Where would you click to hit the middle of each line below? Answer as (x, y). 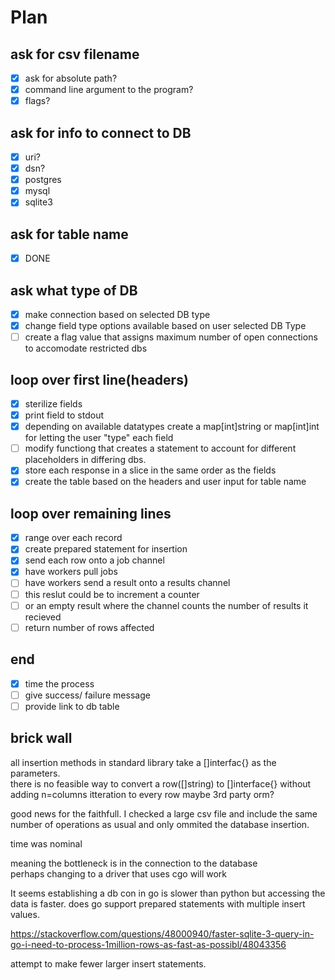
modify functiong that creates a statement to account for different (160, 448)
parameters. (35, 773)
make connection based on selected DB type (117, 314)
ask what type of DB (74, 290)
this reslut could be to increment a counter (112, 594)
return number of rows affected (89, 627)
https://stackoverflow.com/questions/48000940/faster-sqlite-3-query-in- (162, 933)
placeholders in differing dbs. (85, 460)
